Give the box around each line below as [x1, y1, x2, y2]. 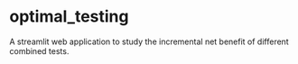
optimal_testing [9, 6, 129, 27]
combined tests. [9, 45, 70, 56]
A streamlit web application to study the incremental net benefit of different [9, 36, 289, 47]
